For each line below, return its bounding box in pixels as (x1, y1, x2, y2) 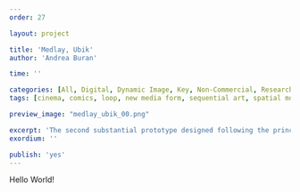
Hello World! (9, 174, 55, 185)
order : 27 (9, 12, 46, 22)
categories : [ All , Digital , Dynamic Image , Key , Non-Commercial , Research (9, 85, 294, 94)
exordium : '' (9, 134, 58, 143)
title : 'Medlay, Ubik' (9, 45, 94, 54)
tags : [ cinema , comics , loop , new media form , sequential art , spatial (9, 94, 281, 103)
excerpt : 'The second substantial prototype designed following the (9, 125, 270, 134)
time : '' (9, 69, 42, 78)
